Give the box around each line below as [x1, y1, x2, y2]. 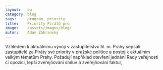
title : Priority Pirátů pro [5, 21, 70, 26]
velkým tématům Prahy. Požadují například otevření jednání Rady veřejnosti [5, 54, 159, 60]
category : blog [5, 12, 37, 17]
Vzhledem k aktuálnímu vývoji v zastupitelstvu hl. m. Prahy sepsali [5, 44, 140, 49]
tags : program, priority [5, 16, 65, 21]
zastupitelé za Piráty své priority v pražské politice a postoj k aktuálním [5, 49, 150, 55]
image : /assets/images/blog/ [5, 26, 72, 31]
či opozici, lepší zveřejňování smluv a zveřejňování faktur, [5, 60, 122, 65]
